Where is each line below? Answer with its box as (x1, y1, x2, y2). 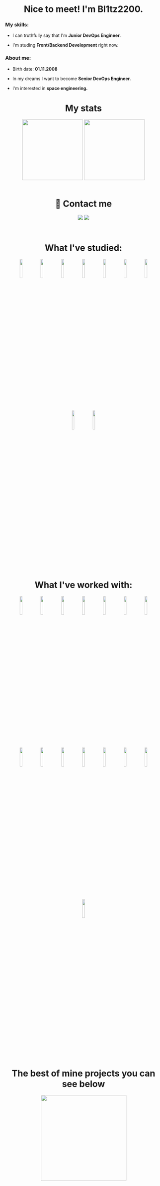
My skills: (5, 21, 29, 28)
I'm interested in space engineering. (12, 85, 88, 91)
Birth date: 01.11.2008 (12, 66, 58, 72)
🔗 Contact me (55, 198, 112, 209)
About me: (5, 55, 31, 62)
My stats (65, 102, 102, 114)
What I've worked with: (34, 579, 133, 591)
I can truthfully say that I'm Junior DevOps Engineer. (12, 32, 121, 38)
